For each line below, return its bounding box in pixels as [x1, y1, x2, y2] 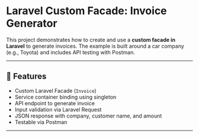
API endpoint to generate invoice [14, 99, 95, 107]
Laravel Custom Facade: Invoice [6, 4, 167, 18]
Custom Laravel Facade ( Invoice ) [14, 87, 97, 94]
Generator [6, 17, 57, 30]
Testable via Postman [14, 118, 68, 125]
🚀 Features [6, 71, 47, 81]
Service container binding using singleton [14, 93, 117, 100]
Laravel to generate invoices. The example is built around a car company [6, 43, 185, 50]
